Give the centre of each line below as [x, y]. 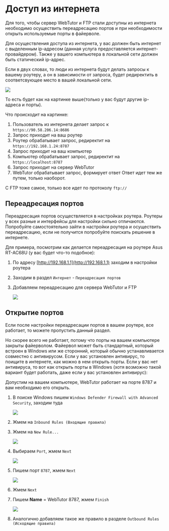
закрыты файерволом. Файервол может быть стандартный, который [79, 345]
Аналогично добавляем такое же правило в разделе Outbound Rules [86, 518]
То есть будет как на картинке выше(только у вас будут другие [74, 99]
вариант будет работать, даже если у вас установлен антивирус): [76, 372]
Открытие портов [35, 313]
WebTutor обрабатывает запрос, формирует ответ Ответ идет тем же [87, 172]
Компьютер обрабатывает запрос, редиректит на [66, 156]
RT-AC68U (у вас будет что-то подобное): [50, 252]
